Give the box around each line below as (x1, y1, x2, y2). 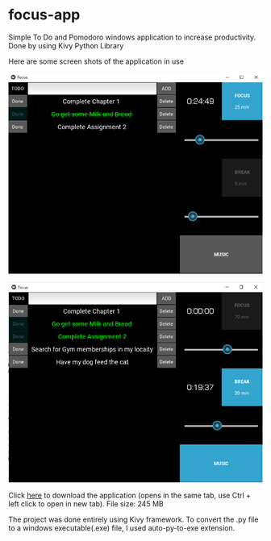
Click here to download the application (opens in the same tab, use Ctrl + (8, 490, 252, 501)
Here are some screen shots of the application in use (8, 56, 184, 66)
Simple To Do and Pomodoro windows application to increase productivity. (8, 32, 256, 42)
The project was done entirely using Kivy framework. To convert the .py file (8, 514, 259, 525)
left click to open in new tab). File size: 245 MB (8, 499, 164, 509)
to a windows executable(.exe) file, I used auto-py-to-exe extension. (8, 523, 236, 533)
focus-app (8, 6, 81, 24)
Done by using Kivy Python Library (8, 40, 124, 50)
